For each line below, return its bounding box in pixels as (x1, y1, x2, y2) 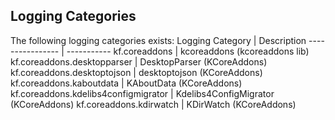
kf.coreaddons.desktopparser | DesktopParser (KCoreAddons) (10, 55, 268, 68)
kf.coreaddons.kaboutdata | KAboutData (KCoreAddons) (10, 77, 243, 89)
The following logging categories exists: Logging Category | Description (10, 34, 307, 46)
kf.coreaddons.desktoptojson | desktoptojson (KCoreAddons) (10, 66, 263, 78)
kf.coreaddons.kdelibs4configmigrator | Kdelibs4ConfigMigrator (10, 87, 275, 99)
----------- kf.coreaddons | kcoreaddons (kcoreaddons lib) (66, 45, 310, 57)
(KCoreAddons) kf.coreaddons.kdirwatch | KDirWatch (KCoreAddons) (10, 98, 297, 110)
